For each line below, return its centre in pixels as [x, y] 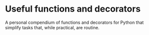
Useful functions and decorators [73, 9]
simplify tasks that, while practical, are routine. [52, 27]
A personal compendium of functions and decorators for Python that [74, 22]
